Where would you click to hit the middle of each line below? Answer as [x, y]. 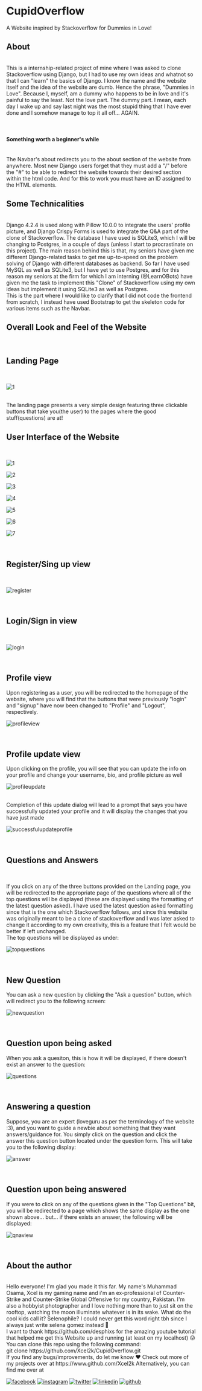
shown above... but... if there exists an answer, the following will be [90, 1217]
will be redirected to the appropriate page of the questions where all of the [99, 893]
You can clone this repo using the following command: [74, 1344]
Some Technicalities [45, 204]
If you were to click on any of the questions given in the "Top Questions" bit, [101, 1204]
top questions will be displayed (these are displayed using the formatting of [100, 899]
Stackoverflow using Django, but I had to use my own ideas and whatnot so [100, 74]
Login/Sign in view [42, 621]
